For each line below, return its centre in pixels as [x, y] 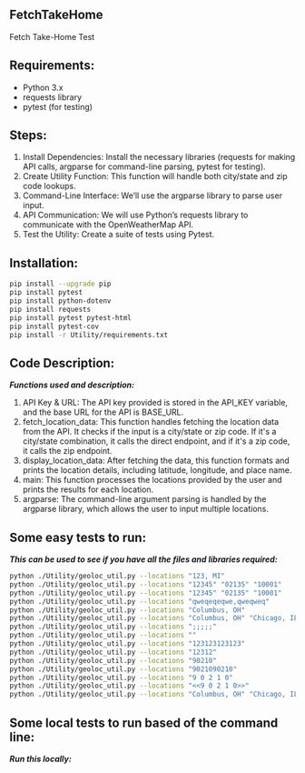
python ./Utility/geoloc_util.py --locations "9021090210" [123, 669]
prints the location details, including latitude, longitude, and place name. [157, 470]
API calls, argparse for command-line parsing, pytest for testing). [144, 166]
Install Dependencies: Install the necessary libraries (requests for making [159, 157]
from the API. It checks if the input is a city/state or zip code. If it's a [149, 432]
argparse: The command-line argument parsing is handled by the [144, 499]
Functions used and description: [72, 385]
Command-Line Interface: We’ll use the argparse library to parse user [152, 196]
